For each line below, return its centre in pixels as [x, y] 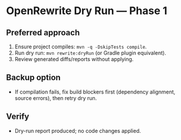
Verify [18, 117]
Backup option [33, 78]
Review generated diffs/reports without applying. [74, 59]
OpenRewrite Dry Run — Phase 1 [87, 11]
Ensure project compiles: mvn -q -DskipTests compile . [81, 46]
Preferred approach [43, 33]
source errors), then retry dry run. [56, 98]
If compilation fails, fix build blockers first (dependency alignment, [95, 92]
